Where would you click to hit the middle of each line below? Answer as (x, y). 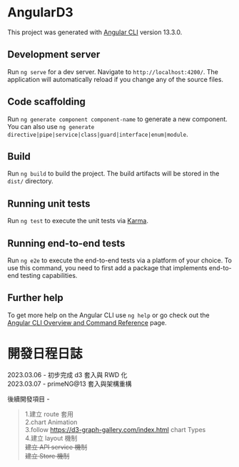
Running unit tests (49, 204)
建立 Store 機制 (47, 456)
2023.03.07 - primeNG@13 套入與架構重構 (70, 384)
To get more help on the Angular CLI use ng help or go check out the (108, 315)
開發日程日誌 (45, 354)
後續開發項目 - (29, 399)
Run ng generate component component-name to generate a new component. (118, 119)
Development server (54, 55)
